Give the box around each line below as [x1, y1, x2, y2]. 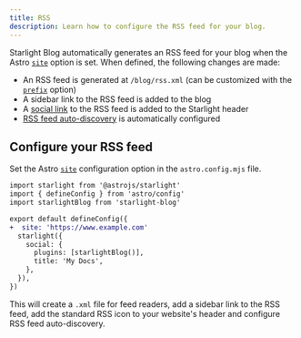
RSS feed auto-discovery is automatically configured [22, 113, 221, 124]
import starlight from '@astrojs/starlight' [9, 181, 181, 190]
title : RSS [9, 13, 51, 23]
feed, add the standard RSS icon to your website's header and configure [9, 308, 280, 319]
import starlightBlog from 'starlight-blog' [9, 198, 181, 208]
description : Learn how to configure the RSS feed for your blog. [9, 22, 266, 31]
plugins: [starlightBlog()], [33, 248, 145, 258]
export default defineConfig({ [9, 214, 128, 223]
